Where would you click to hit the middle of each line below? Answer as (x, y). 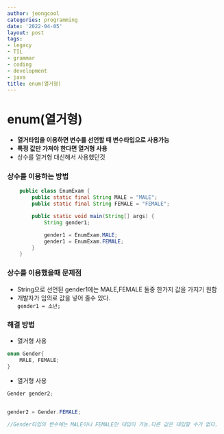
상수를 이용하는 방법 (38, 177)
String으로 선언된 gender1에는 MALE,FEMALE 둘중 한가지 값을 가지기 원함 (117, 289)
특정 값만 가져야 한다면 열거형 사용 (62, 149)
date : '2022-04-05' (35, 26)
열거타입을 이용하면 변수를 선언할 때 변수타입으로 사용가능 (93, 140)
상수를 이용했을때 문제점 (45, 273)
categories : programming (42, 20)
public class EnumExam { (55, 191)
